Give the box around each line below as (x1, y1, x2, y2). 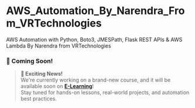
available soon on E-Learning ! (20, 83, 94, 90)
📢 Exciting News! (20, 70, 63, 77)
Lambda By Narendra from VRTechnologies (6, 42, 112, 49)
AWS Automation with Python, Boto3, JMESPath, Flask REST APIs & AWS (6, 36, 183, 43)
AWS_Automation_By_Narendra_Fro (6, 4, 185, 18)
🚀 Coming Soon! (6, 57, 53, 65)
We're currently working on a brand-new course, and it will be (20, 76, 171, 83)
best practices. (20, 95, 57, 102)
